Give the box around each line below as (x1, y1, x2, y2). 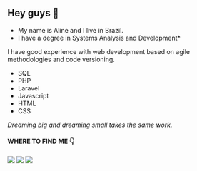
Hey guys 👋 (7, 7, 59, 19)
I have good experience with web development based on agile (7, 47, 191, 56)
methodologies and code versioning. (7, 55, 116, 63)
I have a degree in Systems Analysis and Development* (17, 33, 181, 42)
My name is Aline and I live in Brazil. (17, 26, 123, 34)
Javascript (17, 91, 49, 100)
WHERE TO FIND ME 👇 (7, 137, 75, 146)
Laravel (17, 83, 40, 93)
